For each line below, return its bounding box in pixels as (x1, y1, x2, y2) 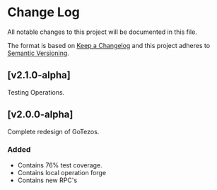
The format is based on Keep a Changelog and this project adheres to (7, 41, 211, 49)
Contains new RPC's (17, 176, 78, 184)
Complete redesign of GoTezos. (7, 127, 100, 136)
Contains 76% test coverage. (17, 160, 102, 170)
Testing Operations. (7, 88, 65, 96)
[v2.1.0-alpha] (7, 69, 71, 81)
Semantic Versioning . (7, 49, 69, 57)
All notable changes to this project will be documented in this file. (7, 28, 198, 36)
